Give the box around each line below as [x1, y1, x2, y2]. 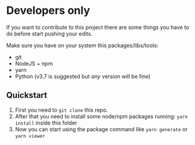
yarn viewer [14, 133, 45, 139]
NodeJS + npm [14, 60, 53, 67]
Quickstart [6, 90, 48, 100]
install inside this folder [14, 119, 77, 126]
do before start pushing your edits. [6, 30, 93, 37]
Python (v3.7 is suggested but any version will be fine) [14, 72, 151, 80]
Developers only [6, 4, 91, 18]
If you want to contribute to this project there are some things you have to [6, 24, 190, 31]
